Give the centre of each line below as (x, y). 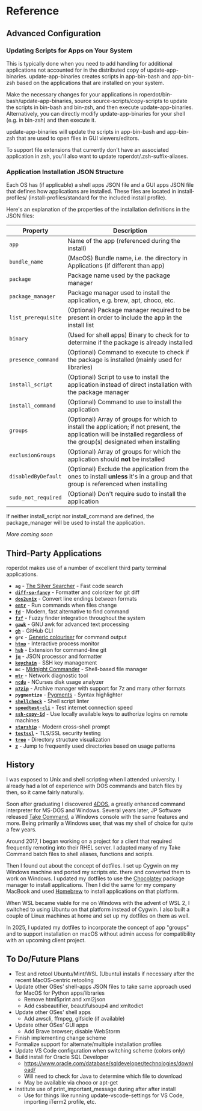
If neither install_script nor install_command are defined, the (80, 516)
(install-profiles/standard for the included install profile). (97, 198)
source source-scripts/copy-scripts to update (131, 101)
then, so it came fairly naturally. (45, 792)
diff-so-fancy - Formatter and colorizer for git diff (77, 592)
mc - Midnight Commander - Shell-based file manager (81, 669)
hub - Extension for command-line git (61, 649)
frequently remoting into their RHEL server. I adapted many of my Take (93, 847)
